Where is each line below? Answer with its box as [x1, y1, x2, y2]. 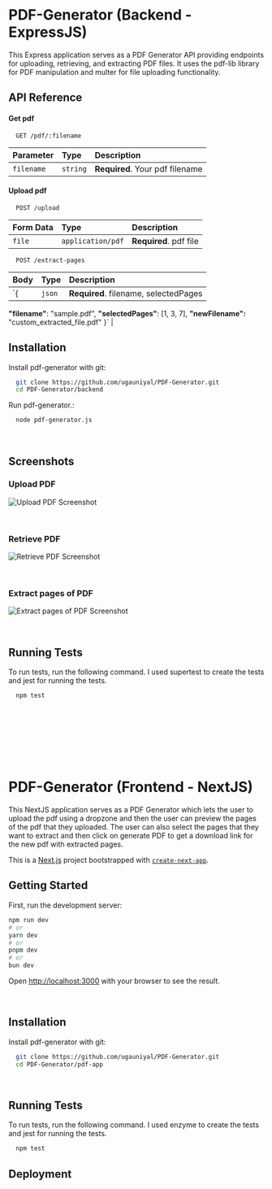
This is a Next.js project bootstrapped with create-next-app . [8, 856, 209, 865]
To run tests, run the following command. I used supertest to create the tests [8, 667, 265, 677]
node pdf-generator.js [15, 416, 93, 425]
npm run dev [8, 916, 49, 924]
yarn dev [8, 931, 38, 939]
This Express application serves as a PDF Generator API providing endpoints [8, 50, 265, 59]
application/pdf [61, 236, 124, 246]
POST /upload [15, 203, 60, 212]
